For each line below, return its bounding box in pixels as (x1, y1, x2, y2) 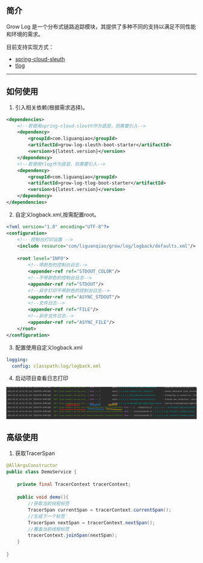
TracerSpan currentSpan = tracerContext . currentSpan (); (28, 507, 172, 513)
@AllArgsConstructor (6, 462, 59, 468)
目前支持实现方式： (6, 43, 54, 50)
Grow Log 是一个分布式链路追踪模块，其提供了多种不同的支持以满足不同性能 (6, 23, 196, 30)
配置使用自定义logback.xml (14, 344, 83, 351)
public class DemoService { (6, 469, 77, 475)
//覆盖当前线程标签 (28, 526, 69, 532)
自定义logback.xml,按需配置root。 (14, 211, 100, 218)
